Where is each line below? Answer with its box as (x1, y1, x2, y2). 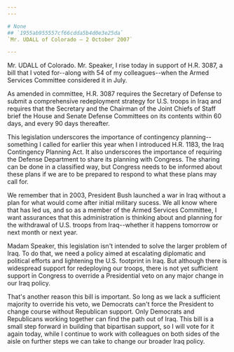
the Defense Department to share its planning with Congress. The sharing (7, 155, 220, 164)
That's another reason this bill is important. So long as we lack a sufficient (7, 293, 221, 301)
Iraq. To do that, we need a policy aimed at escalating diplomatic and (7, 249, 206, 258)
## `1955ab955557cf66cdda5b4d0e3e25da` (7, 29, 124, 36)
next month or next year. (7, 228, 78, 237)
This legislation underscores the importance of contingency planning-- (7, 133, 212, 141)
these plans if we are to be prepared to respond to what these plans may (7, 170, 217, 178)
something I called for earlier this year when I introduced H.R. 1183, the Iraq (7, 141, 224, 149)
